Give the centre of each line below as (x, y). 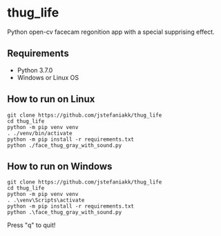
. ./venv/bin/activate (40, 133)
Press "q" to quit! (31, 225)
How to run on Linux (51, 99)
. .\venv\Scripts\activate (46, 200)
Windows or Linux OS (48, 77)
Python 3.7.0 (35, 70)
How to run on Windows (60, 166)
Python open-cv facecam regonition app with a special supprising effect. (111, 32)
